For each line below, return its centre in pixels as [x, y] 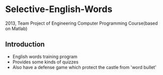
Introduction [25, 45]
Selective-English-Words [59, 9]
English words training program [45, 56]
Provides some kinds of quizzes [45, 62]
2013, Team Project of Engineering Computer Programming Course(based [81, 23]
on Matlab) [16, 28]
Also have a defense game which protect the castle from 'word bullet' [84, 67]
